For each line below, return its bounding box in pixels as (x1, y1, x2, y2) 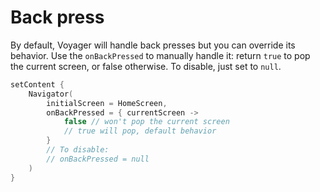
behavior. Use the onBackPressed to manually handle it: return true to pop (10, 49, 311, 61)
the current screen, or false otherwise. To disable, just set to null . (10, 60, 282, 72)
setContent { (10, 79, 65, 90)
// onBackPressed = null (46, 154, 150, 164)
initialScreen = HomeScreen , (46, 98, 168, 108)
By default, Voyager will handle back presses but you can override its (10, 39, 296, 51)
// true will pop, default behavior (63, 126, 217, 136)
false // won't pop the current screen (63, 117, 230, 127)
